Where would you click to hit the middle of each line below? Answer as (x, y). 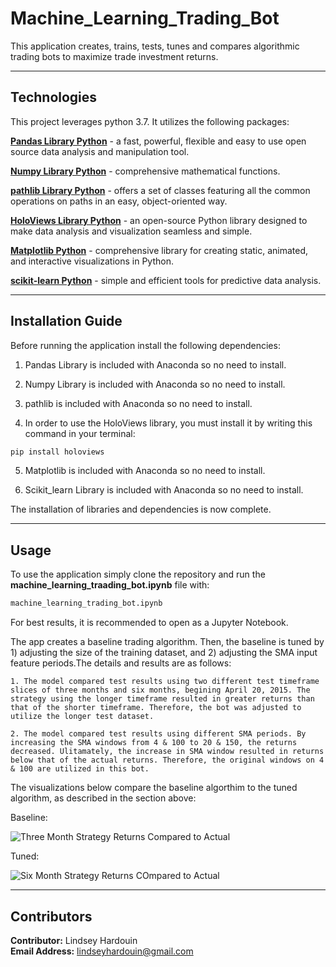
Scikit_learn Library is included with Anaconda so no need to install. (164, 490)
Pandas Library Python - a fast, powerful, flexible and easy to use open (158, 141)
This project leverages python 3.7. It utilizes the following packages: (150, 121)
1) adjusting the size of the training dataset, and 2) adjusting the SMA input (164, 653)
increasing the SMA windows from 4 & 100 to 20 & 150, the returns (154, 743)
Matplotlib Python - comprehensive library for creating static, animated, (159, 250)
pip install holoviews (57, 452)
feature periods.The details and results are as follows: (121, 663)
